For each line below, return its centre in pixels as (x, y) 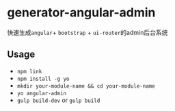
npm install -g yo (43, 79)
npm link (29, 71)
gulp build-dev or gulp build (58, 100)
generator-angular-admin (81, 13)
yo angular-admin (42, 93)
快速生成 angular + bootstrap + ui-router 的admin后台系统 (87, 32)
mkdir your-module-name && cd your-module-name (86, 86)
